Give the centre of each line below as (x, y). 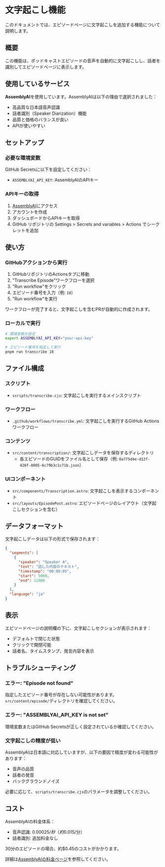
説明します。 (18, 31)
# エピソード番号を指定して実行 (33, 347)
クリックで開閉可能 (32, 645)
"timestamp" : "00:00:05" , (45, 571)
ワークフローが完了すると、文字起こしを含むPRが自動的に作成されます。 (79, 309)
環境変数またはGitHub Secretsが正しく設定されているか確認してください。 (81, 727)
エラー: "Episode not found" (39, 683)
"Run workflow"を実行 (35, 299)
